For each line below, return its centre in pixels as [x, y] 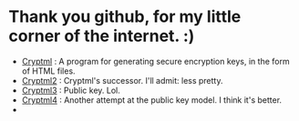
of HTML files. [48, 71]
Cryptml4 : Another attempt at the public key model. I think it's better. [152, 100]
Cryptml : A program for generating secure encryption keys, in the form [155, 61]
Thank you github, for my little [125, 17]
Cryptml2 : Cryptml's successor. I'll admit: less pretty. [122, 80]
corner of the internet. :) [102, 36]
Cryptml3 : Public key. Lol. [71, 90]
